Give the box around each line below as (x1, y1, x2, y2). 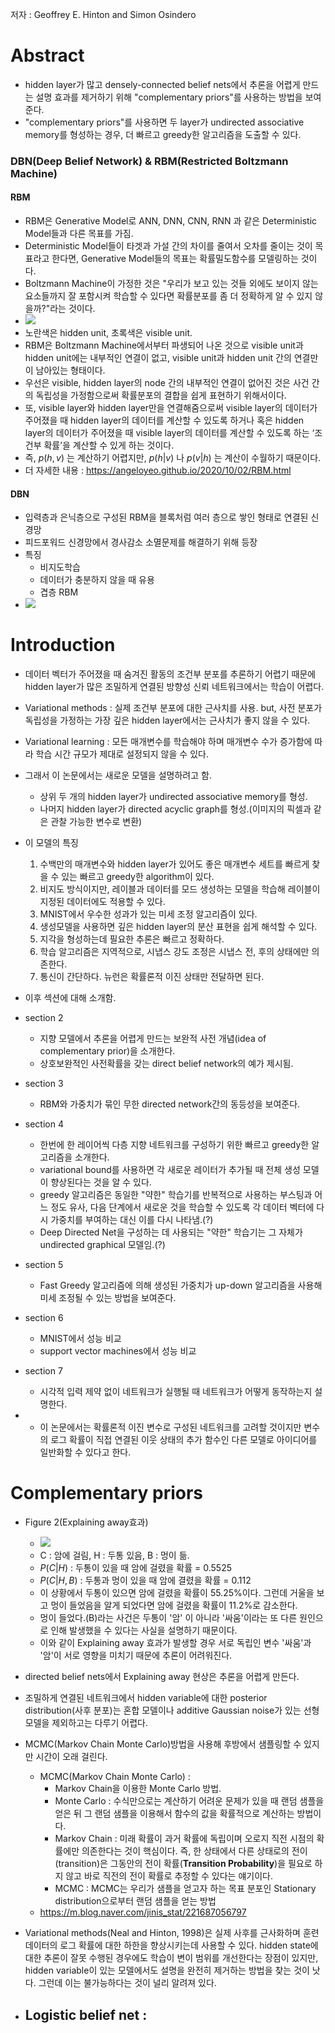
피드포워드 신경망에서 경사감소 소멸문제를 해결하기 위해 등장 (24, 536, 258, 548)
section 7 (24, 1365, 63, 1377)
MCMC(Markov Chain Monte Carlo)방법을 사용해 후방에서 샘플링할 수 (24, 1738, 302, 1750)
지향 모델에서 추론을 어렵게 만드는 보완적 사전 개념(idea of (39, 1033, 267, 1045)
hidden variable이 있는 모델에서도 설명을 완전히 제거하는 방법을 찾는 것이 (24, 1964, 310, 1977)
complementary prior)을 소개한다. (39, 1045, 176, 1057)
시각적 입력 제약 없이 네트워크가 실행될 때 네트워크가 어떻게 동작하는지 (39, 1386, 313, 1398)
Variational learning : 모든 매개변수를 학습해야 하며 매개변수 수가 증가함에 (24, 736, 313, 748)
